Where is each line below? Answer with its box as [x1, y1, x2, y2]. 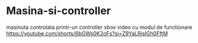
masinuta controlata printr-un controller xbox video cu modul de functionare [6, 24, 193, 31]
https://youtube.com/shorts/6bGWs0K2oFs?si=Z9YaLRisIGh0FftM [6, 29, 168, 37]
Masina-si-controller [6, 4, 111, 18]
